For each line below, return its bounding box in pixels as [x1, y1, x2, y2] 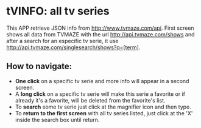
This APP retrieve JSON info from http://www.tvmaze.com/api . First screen [6, 24, 194, 32]
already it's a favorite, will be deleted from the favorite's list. [15, 96, 166, 104]
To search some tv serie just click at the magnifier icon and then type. [15, 103, 192, 110]
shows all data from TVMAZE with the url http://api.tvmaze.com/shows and [6, 30, 195, 38]
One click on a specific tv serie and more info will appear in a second [15, 77, 189, 84]
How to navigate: [6, 61, 72, 72]
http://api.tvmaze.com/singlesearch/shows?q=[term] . [6, 44, 141, 51]
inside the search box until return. [15, 116, 100, 123]
